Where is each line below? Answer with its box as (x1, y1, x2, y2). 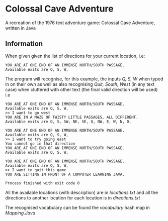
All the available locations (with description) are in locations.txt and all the (5, 189, 158, 195)
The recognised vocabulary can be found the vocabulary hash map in (5, 204, 150, 210)
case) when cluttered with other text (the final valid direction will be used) (5, 86, 158, 92)
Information (5, 40, 43, 48)
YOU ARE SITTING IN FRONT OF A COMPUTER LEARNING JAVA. (5, 172, 125, 177)
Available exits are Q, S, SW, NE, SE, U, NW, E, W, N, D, (5, 119, 132, 124)
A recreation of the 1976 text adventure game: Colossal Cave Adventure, (5, 20, 155, 26)
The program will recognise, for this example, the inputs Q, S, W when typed (5, 76, 163, 82)
